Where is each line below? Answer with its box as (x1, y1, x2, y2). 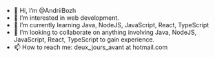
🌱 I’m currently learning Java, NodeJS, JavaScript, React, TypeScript (13, 21, 209, 29)
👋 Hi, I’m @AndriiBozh (13, 7, 76, 14)
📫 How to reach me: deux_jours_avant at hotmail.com (13, 43, 168, 51)
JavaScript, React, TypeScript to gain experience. (13, 35, 155, 44)
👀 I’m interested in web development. (13, 14, 119, 22)
